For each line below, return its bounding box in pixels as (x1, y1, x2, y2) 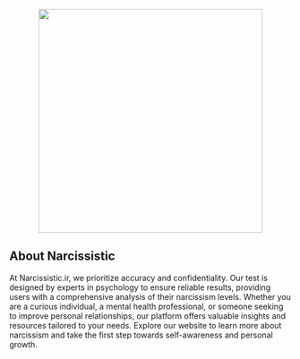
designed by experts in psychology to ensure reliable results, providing (9, 282, 271, 293)
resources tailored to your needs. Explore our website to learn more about (9, 320, 282, 330)
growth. (9, 338, 39, 349)
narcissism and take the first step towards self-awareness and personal (9, 329, 273, 340)
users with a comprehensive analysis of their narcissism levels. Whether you (9, 291, 291, 302)
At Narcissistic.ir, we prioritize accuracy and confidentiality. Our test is (9, 272, 269, 283)
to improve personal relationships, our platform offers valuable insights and (9, 310, 287, 321)
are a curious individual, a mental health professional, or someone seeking (9, 301, 284, 312)
